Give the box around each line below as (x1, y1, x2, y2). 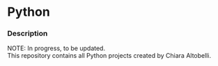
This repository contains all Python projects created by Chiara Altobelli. (7, 52, 211, 60)
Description (7, 29, 48, 38)
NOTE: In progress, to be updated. (7, 44, 106, 52)
